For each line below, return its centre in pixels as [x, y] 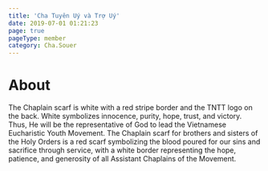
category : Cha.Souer [43, 46]
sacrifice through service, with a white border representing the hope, [122, 150]
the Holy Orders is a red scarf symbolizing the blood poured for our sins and [134, 142]
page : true [26, 31]
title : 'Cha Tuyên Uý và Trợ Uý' [64, 16]
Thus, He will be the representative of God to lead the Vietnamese [118, 124]
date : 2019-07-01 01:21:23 [53, 23]
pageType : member [37, 38]
